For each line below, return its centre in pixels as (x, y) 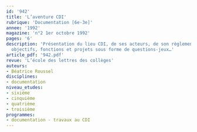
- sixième (18, 93)
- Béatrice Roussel (30, 71)
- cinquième (21, 98)
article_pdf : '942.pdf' (35, 55)
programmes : (21, 114)
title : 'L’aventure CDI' (36, 17)
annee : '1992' (23, 28)
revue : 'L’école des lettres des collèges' (60, 60)
